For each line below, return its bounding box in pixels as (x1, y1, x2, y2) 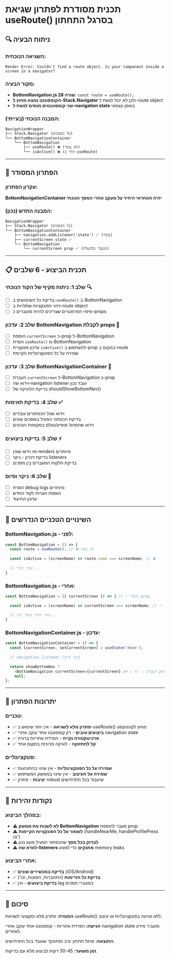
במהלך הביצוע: (5, 811, 41, 818)
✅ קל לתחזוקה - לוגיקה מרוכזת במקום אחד (12, 741, 96, 747)
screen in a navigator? (5, 68, 56, 74)
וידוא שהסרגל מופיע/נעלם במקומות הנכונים (12, 421, 94, 428)
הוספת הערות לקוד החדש (12, 490, 62, 496)
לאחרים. (5, 928, 21, 934)
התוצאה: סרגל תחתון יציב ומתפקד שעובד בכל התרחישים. (5, 938, 115, 944)
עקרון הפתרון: (5, 183, 38, 190)
